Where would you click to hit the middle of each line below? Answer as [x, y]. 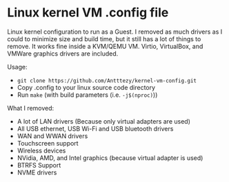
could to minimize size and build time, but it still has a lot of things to [104, 38]
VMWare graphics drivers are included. [63, 54]
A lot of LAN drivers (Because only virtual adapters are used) [104, 121]
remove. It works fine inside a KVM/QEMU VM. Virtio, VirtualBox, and [105, 46]
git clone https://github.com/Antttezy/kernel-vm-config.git [107, 80]
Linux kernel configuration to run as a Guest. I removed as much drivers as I [115, 32]
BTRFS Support [39, 165]
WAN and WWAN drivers [52, 136]
